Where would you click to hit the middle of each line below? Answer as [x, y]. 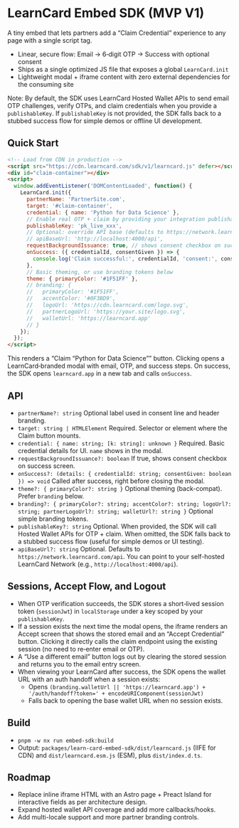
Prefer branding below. [51, 496]
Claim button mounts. [49, 435]
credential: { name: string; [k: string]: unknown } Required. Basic [121, 443]
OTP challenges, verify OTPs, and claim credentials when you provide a [112, 105]
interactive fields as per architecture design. [82, 802]
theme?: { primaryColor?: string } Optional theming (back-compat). [120, 488]
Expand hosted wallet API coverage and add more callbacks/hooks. [117, 810]
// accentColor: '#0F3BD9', [71, 299]
